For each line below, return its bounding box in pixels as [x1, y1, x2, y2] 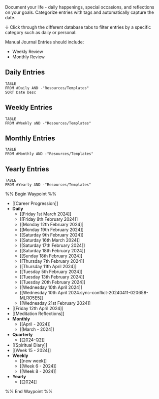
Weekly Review [12, 49, 43, 54]
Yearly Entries [5, 165, 49, 173]
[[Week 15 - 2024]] [12, 348, 51, 354]
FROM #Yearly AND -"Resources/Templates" [5, 182, 92, 187]
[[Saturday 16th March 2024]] [19, 237, 80, 243]
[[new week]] [19, 358, 47, 364]
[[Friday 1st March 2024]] [19, 211, 71, 217]
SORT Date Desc [5, 90, 36, 95]
